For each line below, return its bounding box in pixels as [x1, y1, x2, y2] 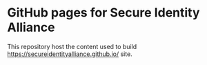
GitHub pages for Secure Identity [7, 5, 200, 21]
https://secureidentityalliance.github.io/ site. [7, 50, 132, 58]
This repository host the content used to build [7, 42, 137, 50]
